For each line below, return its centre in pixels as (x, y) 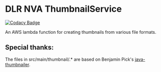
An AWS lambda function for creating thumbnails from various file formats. (81, 32)
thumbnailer (17, 64)
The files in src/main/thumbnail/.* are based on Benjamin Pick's (69, 59)
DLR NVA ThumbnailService (64, 9)
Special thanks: (30, 48)
